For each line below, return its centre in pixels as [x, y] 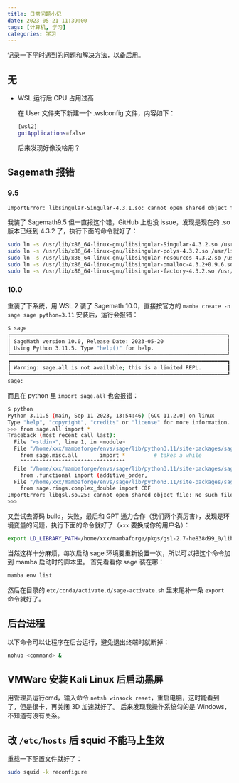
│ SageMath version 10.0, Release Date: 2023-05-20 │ [119, 341]
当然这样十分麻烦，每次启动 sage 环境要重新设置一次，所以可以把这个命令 [116, 553]
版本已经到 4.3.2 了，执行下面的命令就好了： [73, 231]
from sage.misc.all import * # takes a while [111, 456]
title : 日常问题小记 [34, 14]
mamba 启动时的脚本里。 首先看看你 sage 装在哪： [90, 562]
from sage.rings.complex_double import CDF [86, 488]
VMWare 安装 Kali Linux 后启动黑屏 [85, 679]
